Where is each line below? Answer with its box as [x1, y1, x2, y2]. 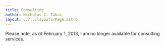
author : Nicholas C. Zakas [5, 12, 62, 17]
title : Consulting [5, 7, 44, 13]
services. [5, 36, 24, 42]
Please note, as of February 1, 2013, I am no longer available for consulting [5, 31, 160, 37]
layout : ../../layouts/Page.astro [5, 17, 78, 22]
